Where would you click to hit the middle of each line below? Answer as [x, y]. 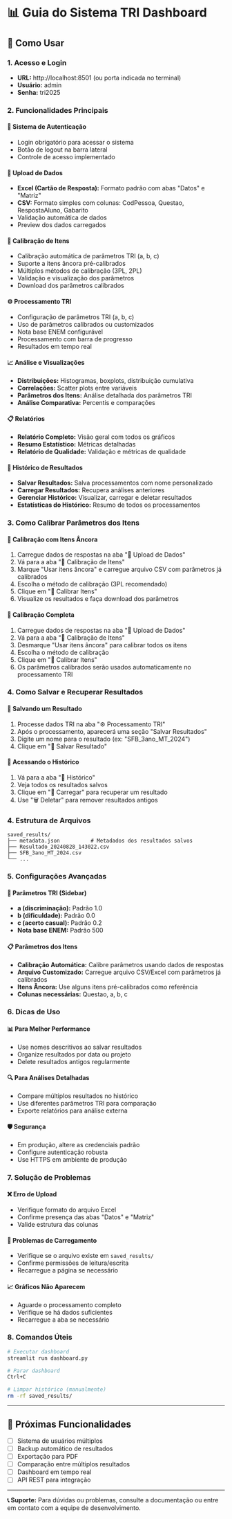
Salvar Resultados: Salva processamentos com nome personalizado [115, 483]
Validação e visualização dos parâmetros [76, 278]
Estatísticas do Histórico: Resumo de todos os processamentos [108, 505]
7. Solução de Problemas [49, 1177]
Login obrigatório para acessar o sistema [76, 142]
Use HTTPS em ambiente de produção [72, 1160]
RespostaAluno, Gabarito [52, 210]
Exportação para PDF [48, 1457]
